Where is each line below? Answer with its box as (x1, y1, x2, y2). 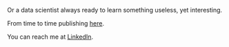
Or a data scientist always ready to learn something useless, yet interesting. (7, 6, 223, 14)
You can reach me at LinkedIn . (7, 32, 94, 41)
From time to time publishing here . (7, 19, 105, 27)
